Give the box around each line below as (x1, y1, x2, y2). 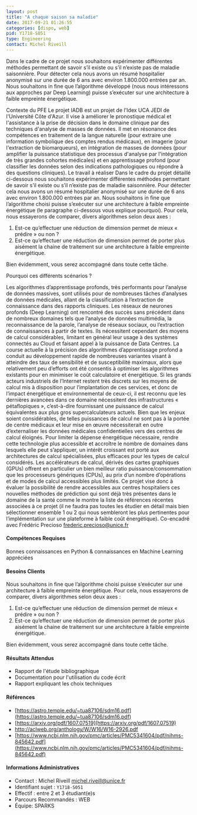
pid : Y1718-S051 (6, 31, 46, 37)
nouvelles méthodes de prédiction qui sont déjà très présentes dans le (6, 490, 176, 497)
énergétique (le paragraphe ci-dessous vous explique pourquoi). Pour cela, (6, 207, 189, 214)
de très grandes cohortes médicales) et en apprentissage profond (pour (6, 157, 181, 164)
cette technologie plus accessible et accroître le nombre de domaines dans (6, 440, 188, 447)
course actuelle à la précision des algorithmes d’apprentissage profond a (6, 346, 183, 353)
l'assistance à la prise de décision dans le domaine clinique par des (6, 119, 169, 126)
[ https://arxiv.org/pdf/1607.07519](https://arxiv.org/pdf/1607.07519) (14, 719, 176, 726)
